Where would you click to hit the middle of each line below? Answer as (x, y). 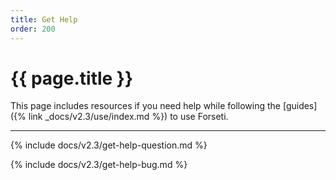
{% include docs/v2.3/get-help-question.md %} (109, 145)
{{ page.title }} (72, 78)
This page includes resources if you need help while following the (145, 106)
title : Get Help (44, 19)
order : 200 (33, 29)
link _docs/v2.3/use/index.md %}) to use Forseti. (128, 117)
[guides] (300, 106)
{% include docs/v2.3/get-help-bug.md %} (99, 165)
